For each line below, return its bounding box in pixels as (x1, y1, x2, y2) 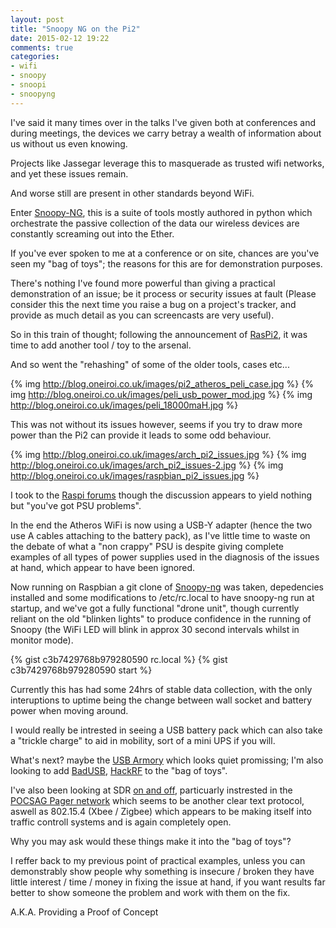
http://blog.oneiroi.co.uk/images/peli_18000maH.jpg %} (10, 399, 239, 411)
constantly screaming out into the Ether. (10, 227, 175, 240)
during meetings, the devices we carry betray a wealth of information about (10, 127, 322, 139)
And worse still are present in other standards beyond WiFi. (10, 187, 255, 199)
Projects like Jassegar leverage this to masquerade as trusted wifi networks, (10, 157, 325, 169)
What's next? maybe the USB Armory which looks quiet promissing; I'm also (10, 754, 324, 766)
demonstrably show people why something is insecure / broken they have (10, 865, 315, 877)
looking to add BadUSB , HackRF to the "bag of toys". (10, 764, 228, 776)
